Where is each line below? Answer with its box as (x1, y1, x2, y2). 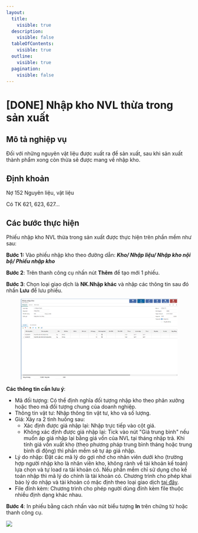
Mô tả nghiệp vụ (6, 134, 67, 145)
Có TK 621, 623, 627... (6, 201, 60, 208)
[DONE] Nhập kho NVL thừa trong (6, 98, 173, 112)
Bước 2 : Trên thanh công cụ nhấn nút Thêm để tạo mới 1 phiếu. (6, 269, 160, 276)
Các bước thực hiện (6, 218, 80, 228)
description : (11, 28, 44, 34)
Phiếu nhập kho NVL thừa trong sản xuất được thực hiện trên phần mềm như (6, 234, 192, 240)
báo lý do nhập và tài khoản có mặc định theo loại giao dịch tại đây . (14, 479, 179, 486)
